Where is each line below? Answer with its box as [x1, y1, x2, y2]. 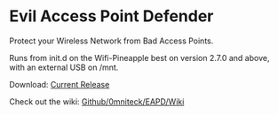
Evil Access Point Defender [9, 6, 214, 27]
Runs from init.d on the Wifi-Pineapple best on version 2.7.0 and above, [9, 52, 270, 63]
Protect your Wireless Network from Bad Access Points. [9, 35, 214, 46]
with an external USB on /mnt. [9, 62, 119, 73]
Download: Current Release [9, 79, 110, 89]
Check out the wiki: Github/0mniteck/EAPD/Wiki [9, 96, 185, 107]
